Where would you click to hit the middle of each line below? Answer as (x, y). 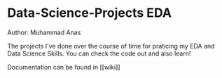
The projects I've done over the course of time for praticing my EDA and (111, 46)
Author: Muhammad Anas (44, 32)
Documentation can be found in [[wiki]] (64, 67)
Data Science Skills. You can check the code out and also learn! (99, 53)
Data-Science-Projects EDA (90, 13)
